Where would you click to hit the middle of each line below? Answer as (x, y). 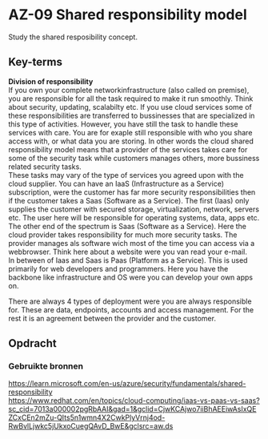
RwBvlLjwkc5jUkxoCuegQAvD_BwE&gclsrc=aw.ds (91, 426)
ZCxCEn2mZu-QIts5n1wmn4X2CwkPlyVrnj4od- (87, 417)
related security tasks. (45, 167)
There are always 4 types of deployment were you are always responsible (130, 301)
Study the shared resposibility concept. (73, 37)
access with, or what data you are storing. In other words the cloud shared (131, 141)
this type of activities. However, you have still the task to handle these (123, 124)
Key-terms (35, 62)
